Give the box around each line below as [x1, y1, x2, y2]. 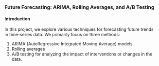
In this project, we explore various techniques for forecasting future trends [4, 26, 154, 32]
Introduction [4, 16, 30, 22]
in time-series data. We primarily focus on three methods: [4, 32, 120, 38]
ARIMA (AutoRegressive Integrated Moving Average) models [11, 41, 133, 47]
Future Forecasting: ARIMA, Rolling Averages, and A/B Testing [4, 4, 155, 11]
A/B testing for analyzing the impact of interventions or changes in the [11, 51, 153, 57]
